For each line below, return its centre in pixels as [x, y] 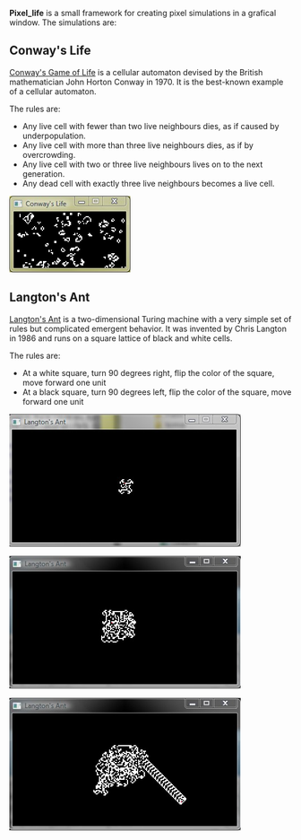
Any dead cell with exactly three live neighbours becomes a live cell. [148, 183]
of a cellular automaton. [53, 91]
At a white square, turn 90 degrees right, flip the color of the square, [148, 372]
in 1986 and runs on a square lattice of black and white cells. [121, 338]
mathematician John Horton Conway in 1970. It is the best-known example [146, 82]
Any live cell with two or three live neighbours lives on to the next [142, 164]
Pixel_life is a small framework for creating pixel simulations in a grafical [143, 13]
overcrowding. [49, 154]
